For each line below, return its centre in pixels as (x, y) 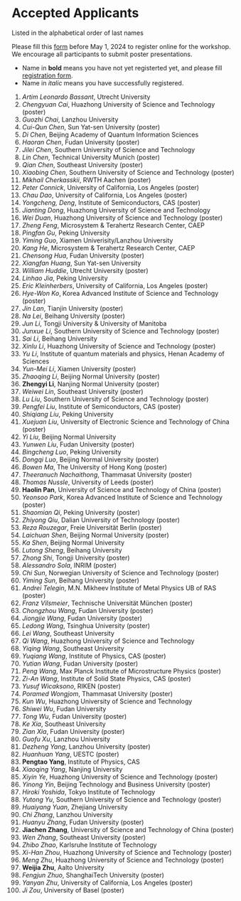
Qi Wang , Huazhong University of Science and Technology (108, 641)
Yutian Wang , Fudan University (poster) (80, 663)
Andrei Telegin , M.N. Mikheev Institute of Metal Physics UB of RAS (119, 587)
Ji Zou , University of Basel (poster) (73, 890)
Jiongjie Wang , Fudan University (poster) (82, 618)
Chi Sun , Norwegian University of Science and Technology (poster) (120, 572)
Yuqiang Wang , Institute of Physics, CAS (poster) (94, 656)
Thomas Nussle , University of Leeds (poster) (88, 482)
